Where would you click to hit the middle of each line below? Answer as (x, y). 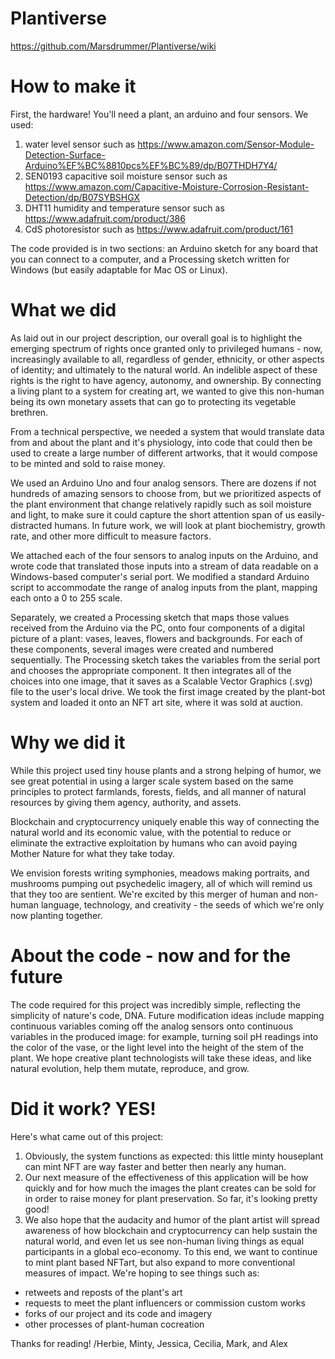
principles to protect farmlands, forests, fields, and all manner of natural (158, 791)
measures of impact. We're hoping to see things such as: (142, 1273)
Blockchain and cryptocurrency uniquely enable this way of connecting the (165, 821)
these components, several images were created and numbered (142, 649)
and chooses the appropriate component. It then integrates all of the (151, 670)
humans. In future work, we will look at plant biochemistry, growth (190, 525)
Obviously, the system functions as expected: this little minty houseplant (174, 1156)
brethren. (29, 412)
